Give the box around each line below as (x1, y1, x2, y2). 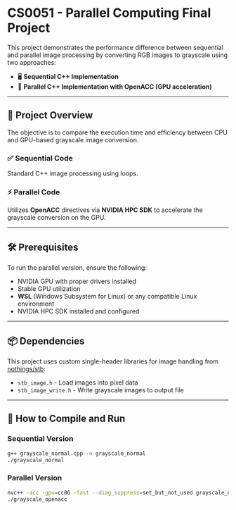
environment (17, 299, 55, 308)
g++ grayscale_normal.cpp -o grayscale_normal (7, 449, 146, 457)
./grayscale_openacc (7, 495, 68, 503)
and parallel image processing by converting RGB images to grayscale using (7, 51, 228, 59)
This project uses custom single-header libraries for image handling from (7, 357, 219, 366)
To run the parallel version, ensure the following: (7, 263, 147, 272)
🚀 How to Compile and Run (7, 413, 126, 425)
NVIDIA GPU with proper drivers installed (17, 277, 137, 286)
